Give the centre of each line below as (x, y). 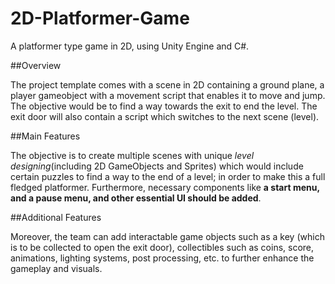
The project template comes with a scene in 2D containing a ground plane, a (167, 84)
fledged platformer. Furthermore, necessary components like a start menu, (165, 187)
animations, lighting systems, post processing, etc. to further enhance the (162, 258)
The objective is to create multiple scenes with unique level (132, 155)
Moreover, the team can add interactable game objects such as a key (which (167, 236)
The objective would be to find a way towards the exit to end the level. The (164, 106)
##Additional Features (56, 217)
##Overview (36, 65)
